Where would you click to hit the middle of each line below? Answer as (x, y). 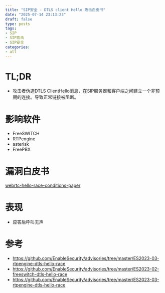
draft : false (19, 19)
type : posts (18, 24)
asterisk (21, 144)
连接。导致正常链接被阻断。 (50, 97)
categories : (18, 47)
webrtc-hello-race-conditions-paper (43, 185)
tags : (11, 29)
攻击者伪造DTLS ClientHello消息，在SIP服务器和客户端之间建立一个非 (84, 91)
